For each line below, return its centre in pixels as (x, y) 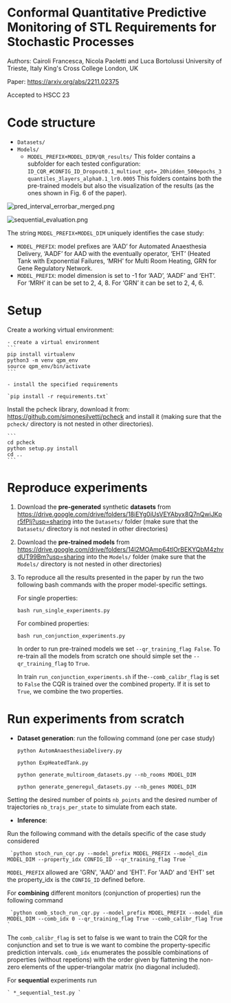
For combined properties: (53, 623)
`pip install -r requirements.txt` (58, 396)
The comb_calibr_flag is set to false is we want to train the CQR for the (107, 938)
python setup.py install (43, 449)
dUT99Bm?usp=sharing (51, 557)
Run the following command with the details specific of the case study (107, 833)
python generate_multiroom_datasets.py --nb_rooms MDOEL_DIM (107, 775)
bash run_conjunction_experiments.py (71, 636)
